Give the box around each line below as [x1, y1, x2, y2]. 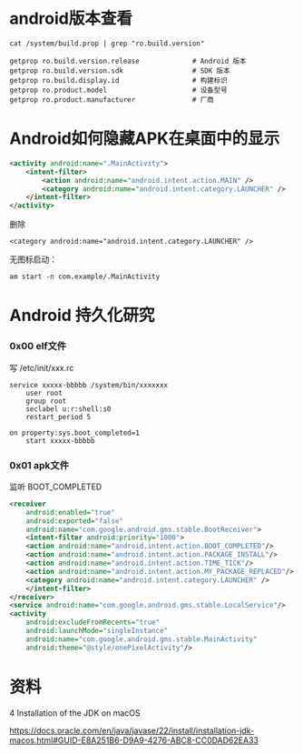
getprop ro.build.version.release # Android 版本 [9, 56, 247, 65]
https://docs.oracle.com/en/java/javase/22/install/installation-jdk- [9, 725, 255, 736]
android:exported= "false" [25, 516, 124, 526]
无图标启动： [9, 254, 57, 265]
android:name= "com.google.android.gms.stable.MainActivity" [25, 634, 258, 644]
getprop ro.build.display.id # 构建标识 [9, 75, 229, 85]
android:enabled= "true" [25, 508, 116, 517]
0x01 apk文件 [9, 458, 70, 471]
